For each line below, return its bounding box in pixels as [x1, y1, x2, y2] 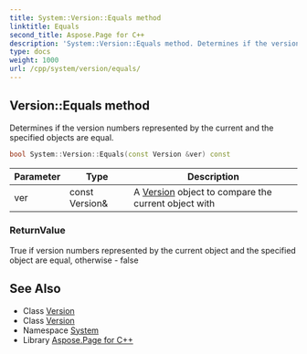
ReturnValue [9, 224, 66, 237]
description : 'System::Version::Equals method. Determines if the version [9, 38, 301, 48]
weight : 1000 [9, 56, 59, 65]
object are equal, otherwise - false [9, 255, 139, 265]
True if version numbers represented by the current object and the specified [9, 245, 297, 255]
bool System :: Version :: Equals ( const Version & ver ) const [9, 150, 231, 159]
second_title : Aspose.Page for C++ [9, 30, 145, 39]
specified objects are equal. [9, 131, 114, 142]
